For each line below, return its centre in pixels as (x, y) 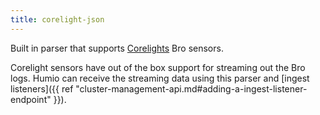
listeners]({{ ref (42, 88)
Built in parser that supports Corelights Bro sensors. (117, 48)
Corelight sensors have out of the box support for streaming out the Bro (158, 67)
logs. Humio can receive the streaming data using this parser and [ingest (160, 78)
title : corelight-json (57, 19)
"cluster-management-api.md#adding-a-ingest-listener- (191, 88)
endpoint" (31, 99)
